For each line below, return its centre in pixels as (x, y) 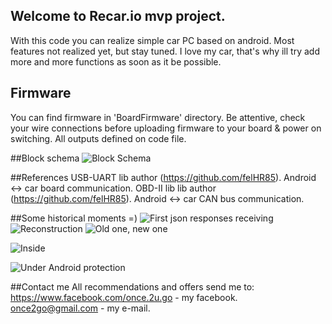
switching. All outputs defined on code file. (98, 138)
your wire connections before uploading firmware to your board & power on (166, 128)
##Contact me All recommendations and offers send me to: (132, 286)
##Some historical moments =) (74, 218)
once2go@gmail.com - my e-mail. (80, 308)
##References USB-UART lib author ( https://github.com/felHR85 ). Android (163, 177)
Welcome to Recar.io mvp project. (118, 16)
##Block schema (45, 158)
